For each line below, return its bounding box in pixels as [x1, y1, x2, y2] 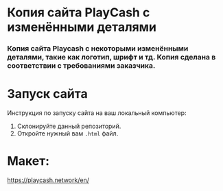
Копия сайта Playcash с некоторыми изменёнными [7, 44, 189, 53]
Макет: [7, 153, 50, 169]
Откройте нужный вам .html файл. [16, 129, 119, 138]
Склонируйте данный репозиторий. [16, 122, 121, 131]
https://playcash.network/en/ [7, 176, 89, 184]
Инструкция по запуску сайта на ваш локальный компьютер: [7, 109, 187, 117]
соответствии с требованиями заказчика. [7, 61, 156, 71]
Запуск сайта [7, 86, 88, 102]
